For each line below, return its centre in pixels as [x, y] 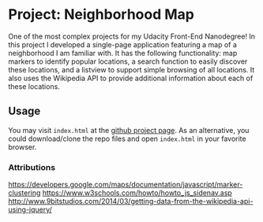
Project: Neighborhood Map [101, 15]
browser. [23, 146]
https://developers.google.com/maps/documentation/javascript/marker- [126, 185]
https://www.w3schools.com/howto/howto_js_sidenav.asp [137, 193]
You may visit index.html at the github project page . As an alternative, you [129, 130]
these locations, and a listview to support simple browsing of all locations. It [131, 69]
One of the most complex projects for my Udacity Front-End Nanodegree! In [131, 36]
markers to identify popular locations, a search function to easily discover [128, 61]
